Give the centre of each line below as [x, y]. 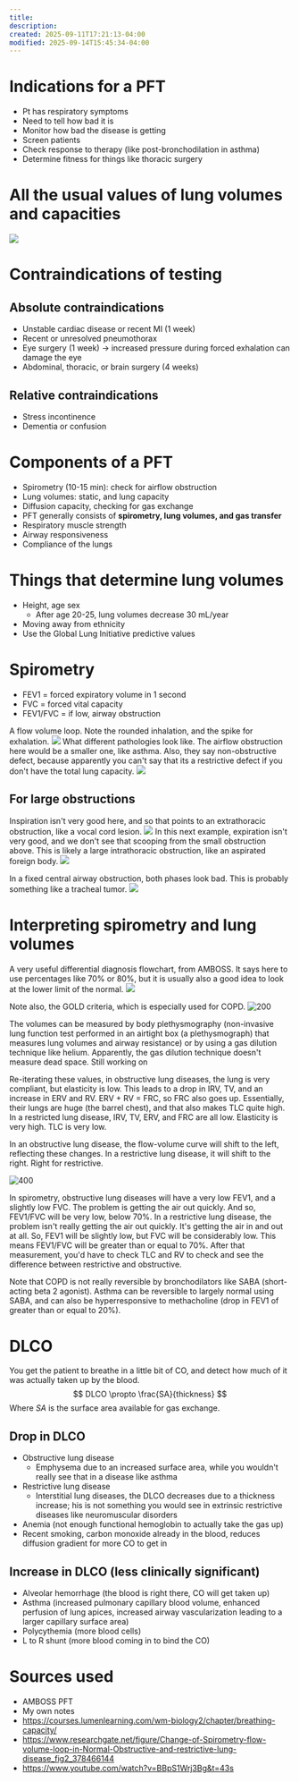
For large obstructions [72, 799]
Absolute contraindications [87, 307]
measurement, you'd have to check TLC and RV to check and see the [137, 1254]
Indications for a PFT [88, 87]
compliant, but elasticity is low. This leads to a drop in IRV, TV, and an [136, 1089]
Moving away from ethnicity [74, 624]
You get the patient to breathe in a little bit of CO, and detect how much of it [148, 1370]
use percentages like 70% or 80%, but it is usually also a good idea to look [146, 978]
